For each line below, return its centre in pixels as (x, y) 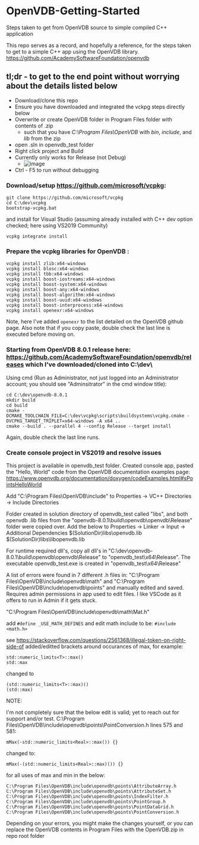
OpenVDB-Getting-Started (73, 11)
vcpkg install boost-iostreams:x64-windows (61, 279)
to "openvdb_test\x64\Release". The (146, 557)
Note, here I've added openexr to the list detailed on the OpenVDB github (95, 322)
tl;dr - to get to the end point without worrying (93, 77)
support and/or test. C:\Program (45, 718)
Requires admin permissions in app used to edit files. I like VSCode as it (94, 594)
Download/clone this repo (46, 100)
